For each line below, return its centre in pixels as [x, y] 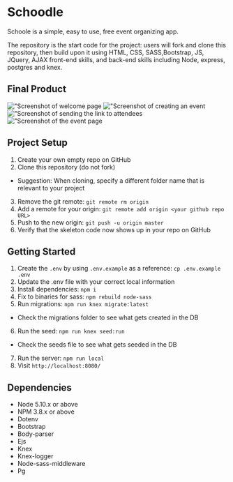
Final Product [37, 89]
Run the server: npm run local [61, 358]
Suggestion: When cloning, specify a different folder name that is [111, 180]
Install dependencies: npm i [57, 289]
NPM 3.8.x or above [46, 412]
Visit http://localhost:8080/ [59, 366]
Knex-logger [35, 456]
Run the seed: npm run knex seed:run [71, 331]
